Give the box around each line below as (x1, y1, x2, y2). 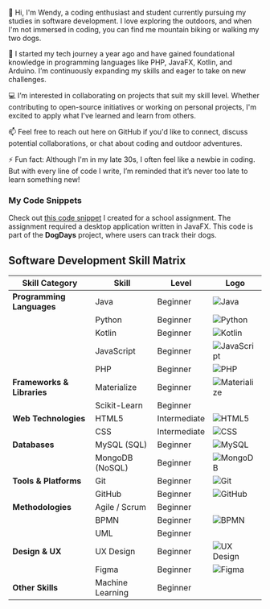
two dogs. (8, 33, 42, 43)
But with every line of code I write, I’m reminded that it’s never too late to (8, 166, 248, 176)
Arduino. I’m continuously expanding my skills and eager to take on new (8, 66, 247, 76)
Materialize (95, 382, 137, 393)
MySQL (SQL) (95, 439, 148, 450)
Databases (12, 439, 55, 450)
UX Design (95, 546, 136, 557)
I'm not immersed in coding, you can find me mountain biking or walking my (8, 25, 260, 34)
